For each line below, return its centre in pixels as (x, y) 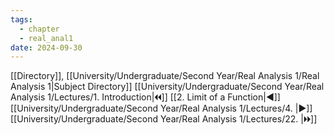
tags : (21, 19)
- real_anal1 (46, 38)
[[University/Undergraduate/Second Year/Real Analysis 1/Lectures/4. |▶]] (161, 108)
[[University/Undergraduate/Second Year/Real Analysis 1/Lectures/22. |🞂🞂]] (164, 119)
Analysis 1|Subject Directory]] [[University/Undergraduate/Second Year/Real (167, 87)
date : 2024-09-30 (46, 47)
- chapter (39, 29)
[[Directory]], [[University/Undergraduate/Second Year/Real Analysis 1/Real (165, 76)
